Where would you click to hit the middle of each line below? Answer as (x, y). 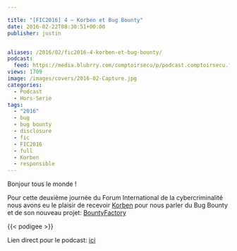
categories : (25, 85)
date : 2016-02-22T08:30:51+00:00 (56, 27)
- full (23, 151)
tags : (15, 105)
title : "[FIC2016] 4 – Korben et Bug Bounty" (75, 20)
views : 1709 (25, 72)
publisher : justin (34, 33)
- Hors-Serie (33, 98)
